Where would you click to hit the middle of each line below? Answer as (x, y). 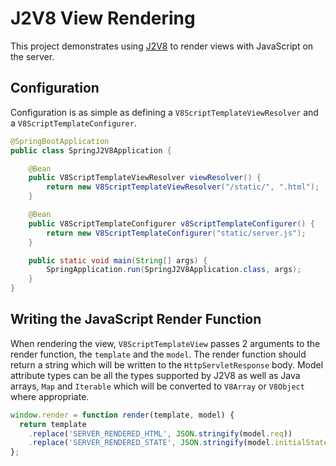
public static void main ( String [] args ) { (118, 260)
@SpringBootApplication (60, 141)
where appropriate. (50, 396)
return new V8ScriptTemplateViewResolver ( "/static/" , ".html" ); (183, 187)
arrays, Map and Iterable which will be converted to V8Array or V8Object (157, 386)
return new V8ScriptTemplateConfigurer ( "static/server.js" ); (176, 233)
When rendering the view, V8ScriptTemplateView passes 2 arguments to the (165, 343)
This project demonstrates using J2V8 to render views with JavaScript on (162, 46)
